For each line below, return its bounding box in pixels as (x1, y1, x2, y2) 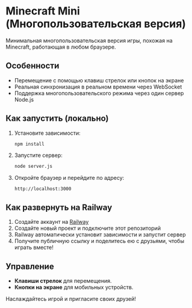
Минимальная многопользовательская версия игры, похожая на (5, 37, 173, 44)
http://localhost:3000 (14, 186, 72, 192)
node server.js (14, 164, 53, 170)
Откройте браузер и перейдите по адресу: (14, 174, 125, 182)
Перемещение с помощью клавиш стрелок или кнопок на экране (14, 76, 184, 84)
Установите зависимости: (14, 129, 81, 137)
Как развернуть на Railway (5, 202, 113, 212)
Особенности (5, 61, 60, 71)
